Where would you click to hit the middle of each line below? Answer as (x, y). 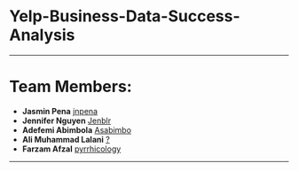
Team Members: (71, 87)
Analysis (42, 35)
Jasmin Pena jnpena (60, 111)
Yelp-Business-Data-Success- (125, 16)
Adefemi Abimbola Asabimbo (76, 129)
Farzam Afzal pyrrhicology (71, 149)
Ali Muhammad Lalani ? (66, 139)
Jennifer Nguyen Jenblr (67, 120)
